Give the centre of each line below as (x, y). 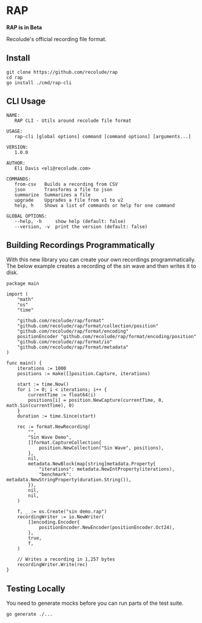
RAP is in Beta (24, 27)
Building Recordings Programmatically (81, 245)
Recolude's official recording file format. (57, 39)
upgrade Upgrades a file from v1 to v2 (69, 200)
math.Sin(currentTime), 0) (40, 406)
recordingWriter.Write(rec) (52, 565)
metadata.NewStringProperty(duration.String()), (69, 480)
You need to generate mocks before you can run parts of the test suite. (95, 603)
